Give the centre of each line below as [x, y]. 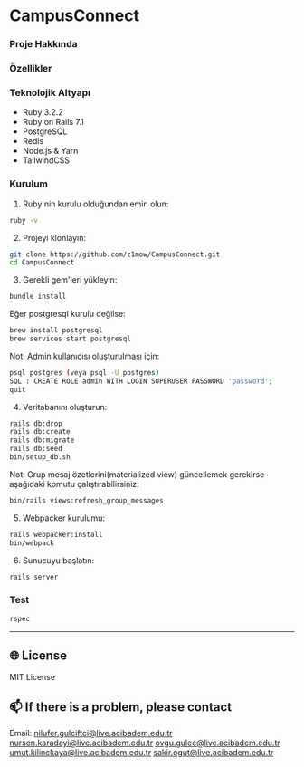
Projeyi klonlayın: [54, 237]
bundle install [38, 297]
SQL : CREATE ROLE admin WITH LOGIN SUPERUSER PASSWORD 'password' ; [141, 381]
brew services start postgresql [70, 339]
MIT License [33, 677]
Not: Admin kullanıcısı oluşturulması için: [85, 356]
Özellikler [31, 69]
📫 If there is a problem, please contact [121, 707]
